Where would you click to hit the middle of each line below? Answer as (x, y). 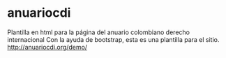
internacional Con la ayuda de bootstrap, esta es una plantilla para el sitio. (113, 39)
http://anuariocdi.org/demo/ (47, 47)
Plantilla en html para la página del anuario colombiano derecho (99, 32)
